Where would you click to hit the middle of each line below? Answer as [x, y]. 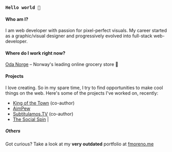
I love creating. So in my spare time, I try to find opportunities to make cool [84, 88]
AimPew [22, 108]
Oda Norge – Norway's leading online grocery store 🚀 [62, 64]
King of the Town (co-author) [44, 103]
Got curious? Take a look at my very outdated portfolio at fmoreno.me [80, 144]
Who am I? [17, 19]
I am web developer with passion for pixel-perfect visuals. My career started [86, 31]
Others [13, 131]
